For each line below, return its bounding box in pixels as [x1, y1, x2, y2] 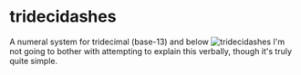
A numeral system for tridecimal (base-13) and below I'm [9, 36, 285, 47]
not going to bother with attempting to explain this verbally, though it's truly [9, 45, 293, 56]
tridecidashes [9, 6, 117, 27]
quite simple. [9, 55, 57, 66]
